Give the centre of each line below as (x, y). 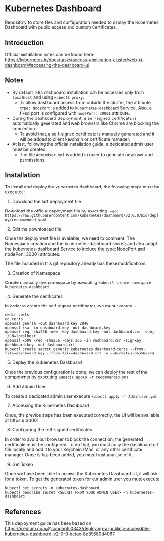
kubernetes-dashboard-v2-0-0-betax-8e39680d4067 (60, 534)
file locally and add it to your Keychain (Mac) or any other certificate (74, 450)
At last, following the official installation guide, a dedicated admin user (83, 144)
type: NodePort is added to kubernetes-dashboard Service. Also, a (85, 108)
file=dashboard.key (25, 353)
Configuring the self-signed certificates (52, 430)
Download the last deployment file (47, 202)
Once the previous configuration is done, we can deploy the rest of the (76, 372)
